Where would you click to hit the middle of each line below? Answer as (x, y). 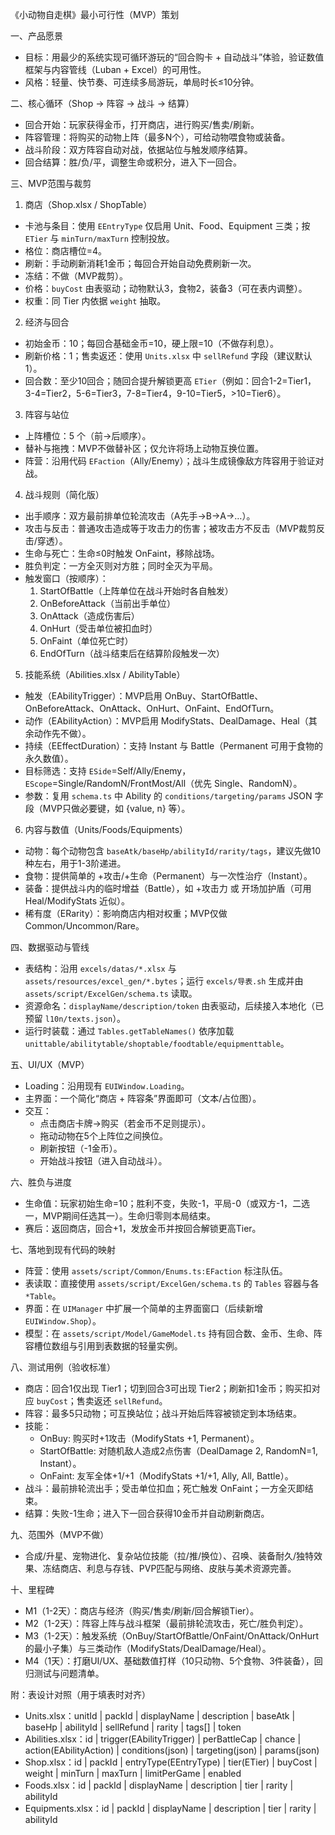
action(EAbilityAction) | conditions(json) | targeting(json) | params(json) (172, 1750)
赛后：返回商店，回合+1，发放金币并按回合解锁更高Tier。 (143, 1228)
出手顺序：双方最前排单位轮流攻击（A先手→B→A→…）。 (140, 516)
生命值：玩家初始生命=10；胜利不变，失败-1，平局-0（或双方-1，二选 (167, 1203)
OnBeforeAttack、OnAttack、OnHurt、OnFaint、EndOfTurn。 (152, 708)
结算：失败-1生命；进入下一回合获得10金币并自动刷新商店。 (147, 1513)
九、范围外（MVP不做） (60, 1534)
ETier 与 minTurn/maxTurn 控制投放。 (99, 238)
